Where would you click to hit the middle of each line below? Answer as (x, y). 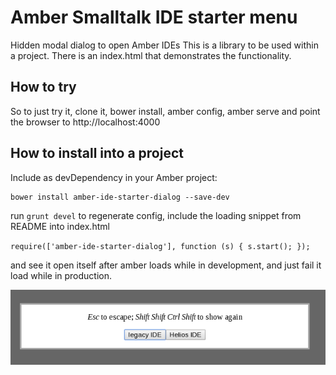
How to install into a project (97, 153)
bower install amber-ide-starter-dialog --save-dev (120, 197)
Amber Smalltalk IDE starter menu (154, 17)
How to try (43, 87)
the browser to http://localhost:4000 (85, 122)
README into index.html (60, 226)
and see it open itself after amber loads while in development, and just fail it (166, 265)
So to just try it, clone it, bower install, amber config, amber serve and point (165, 111)
